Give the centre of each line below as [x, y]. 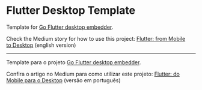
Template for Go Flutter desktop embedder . [60, 27]
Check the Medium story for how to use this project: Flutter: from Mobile [96, 38]
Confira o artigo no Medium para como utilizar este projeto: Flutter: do [93, 74]
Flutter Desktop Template [71, 10]
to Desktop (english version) [41, 45]
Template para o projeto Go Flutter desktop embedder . [74, 62]
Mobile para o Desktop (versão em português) [64, 80]
